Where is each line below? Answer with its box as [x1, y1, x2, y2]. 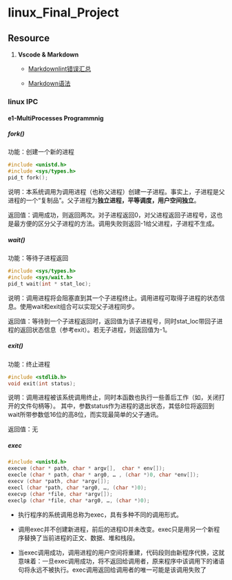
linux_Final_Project [8, 5, 119, 21]
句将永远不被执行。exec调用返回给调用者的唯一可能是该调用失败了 [17, 566, 207, 574]
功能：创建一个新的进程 [8, 148, 74, 156]
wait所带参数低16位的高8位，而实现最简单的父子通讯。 [8, 411, 162, 419]
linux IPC [8, 96, 39, 106]
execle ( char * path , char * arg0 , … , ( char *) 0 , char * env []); [8, 471, 200, 479]
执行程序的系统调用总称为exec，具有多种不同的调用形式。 [17, 511, 183, 519]
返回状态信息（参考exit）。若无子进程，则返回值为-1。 [19, 325, 171, 334]
